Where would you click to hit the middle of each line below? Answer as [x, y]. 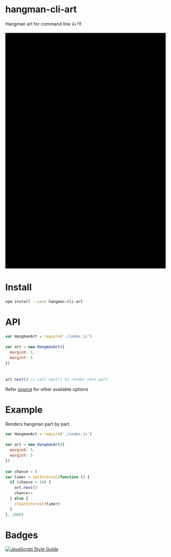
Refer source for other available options [47, 389]
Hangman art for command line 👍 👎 [44, 23]
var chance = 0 [21, 471]
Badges [22, 535]
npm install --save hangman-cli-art [44, 301]
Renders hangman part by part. [38, 424]
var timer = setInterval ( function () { [48, 477]
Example [24, 410]
